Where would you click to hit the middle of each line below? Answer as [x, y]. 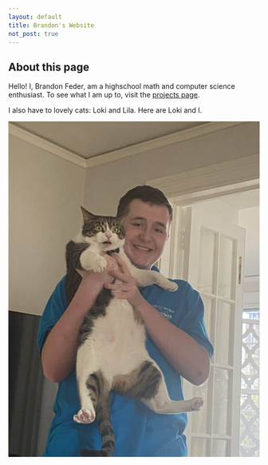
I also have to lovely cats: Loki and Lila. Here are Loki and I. [105, 110]
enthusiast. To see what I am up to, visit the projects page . [104, 95]
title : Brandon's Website [51, 25]
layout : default [35, 17]
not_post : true [33, 34]
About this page [49, 67]
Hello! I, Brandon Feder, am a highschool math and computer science [122, 86]
